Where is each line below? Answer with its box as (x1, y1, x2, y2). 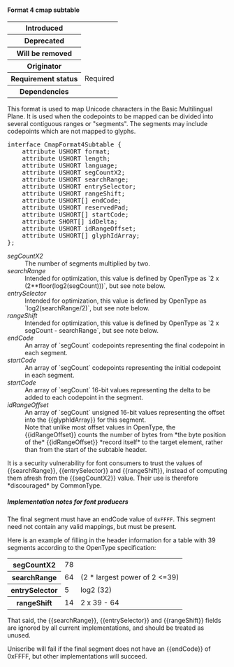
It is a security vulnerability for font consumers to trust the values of (7, 459, 203, 467)
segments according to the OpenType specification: (7, 544, 156, 552)
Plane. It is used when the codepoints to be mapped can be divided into (7, 112, 214, 121)
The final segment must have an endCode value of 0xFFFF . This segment (7, 515, 216, 523)
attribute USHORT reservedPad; (22, 204, 129, 212)
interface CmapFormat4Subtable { (7, 141, 122, 149)
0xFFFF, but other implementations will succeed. (7, 652, 148, 661)
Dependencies (20, 87, 69, 97)
